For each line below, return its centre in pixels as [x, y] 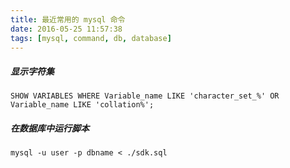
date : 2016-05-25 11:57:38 [66, 29]
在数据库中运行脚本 [50, 128]
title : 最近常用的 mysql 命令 [68, 19]
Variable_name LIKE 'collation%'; [82, 105]
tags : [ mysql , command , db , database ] [91, 38]
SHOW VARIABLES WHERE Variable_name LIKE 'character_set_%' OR [145, 96]
